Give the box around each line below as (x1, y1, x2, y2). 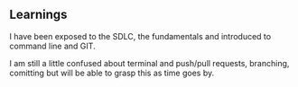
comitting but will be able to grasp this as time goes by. (9, 67, 215, 78)
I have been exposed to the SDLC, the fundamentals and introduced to (9, 30, 272, 41)
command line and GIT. (9, 40, 97, 51)
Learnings (9, 7, 68, 22)
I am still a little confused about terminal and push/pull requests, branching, (9, 57, 290, 68)
